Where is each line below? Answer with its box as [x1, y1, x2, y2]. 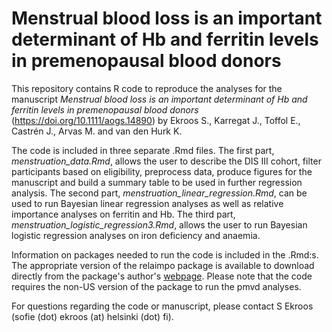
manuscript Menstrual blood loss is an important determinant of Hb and [11, 93, 308, 105]
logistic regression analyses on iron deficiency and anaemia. [11, 229, 261, 241]
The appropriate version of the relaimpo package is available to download [11, 259, 315, 271]
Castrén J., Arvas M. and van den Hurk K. [11, 125, 183, 137]
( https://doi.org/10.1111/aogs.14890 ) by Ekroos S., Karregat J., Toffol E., [11, 114, 301, 126]
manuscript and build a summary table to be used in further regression [11, 176, 303, 188]
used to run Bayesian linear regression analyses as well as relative [11, 197, 284, 209]
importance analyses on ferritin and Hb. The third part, [11, 208, 236, 220]
